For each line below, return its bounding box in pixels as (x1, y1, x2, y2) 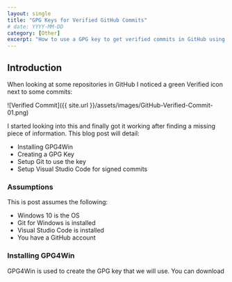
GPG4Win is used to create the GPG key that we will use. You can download (7, 267, 224, 275)
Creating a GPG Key (17, 150, 75, 158)
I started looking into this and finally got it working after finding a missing (7, 122, 216, 130)
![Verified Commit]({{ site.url (7, 101, 89, 109)
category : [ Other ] (7, 29, 60, 37)
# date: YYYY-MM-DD (7, 23, 64, 30)
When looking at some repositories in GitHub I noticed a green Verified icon (7, 80, 224, 88)
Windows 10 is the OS (17, 211, 80, 219)
